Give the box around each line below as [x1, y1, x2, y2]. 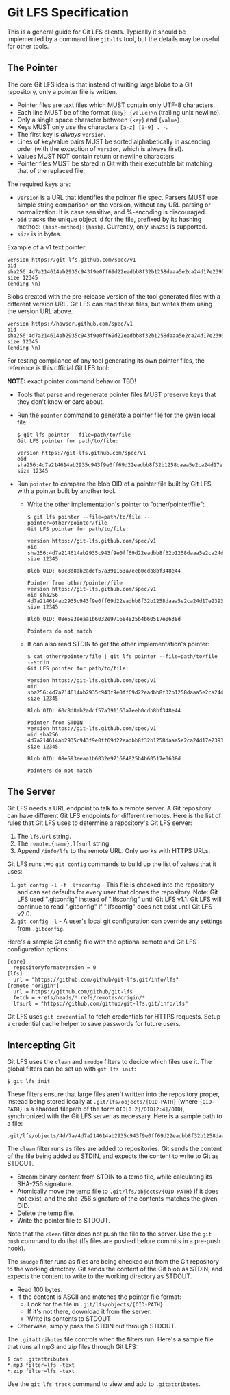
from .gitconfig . [16, 924, 65, 932]
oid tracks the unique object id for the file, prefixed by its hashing [16, 215, 202, 223]
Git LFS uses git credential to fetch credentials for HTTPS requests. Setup [7, 1012, 221, 1021]
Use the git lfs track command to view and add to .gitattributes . [7, 1380, 201, 1388]
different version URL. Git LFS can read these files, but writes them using [7, 299, 213, 308]
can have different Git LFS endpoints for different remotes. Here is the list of [7, 811, 221, 819]
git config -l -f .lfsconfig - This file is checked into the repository [16, 881, 214, 889]
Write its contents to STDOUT [27, 1315, 111, 1323]
